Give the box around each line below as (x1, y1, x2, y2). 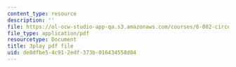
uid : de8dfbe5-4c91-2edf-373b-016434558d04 (7, 50, 137, 57)
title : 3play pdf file (7, 43, 74, 50)
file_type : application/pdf (7, 29, 90, 37)
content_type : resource (7, 10, 77, 17)
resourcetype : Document (7, 36, 77, 43)
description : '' (7, 17, 55, 24)
